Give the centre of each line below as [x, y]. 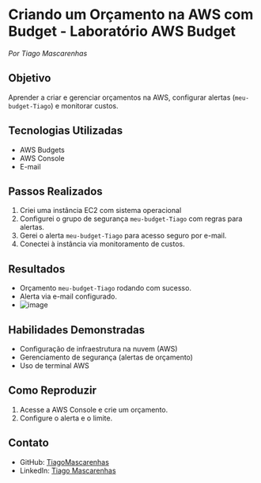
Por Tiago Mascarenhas [48, 53]
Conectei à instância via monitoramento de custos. [102, 244]
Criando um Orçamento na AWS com [131, 15]
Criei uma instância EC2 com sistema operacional [100, 211]
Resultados [37, 269]
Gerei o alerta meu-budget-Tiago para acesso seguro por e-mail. [123, 236]
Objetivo [30, 78]
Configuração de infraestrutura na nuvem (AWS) [98, 349]
